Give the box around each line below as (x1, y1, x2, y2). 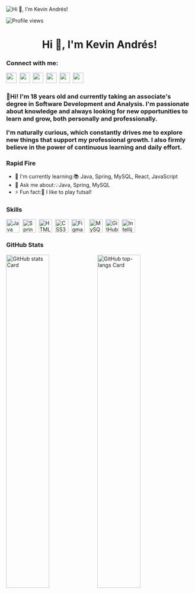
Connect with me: (6, 59, 59, 68)
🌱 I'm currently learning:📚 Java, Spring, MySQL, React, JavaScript (14, 173, 178, 180)
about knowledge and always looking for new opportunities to (6, 107, 188, 116)
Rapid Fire (6, 159, 36, 167)
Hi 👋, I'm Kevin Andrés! (41, 38, 158, 52)
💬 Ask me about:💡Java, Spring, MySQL (14, 182, 111, 189)
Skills (6, 205, 23, 214)
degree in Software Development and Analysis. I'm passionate (6, 100, 190, 108)
